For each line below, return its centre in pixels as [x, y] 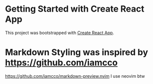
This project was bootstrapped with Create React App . [60, 33]
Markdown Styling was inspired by [77, 52]
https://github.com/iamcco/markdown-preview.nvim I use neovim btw [75, 76]
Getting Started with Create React [75, 9]
